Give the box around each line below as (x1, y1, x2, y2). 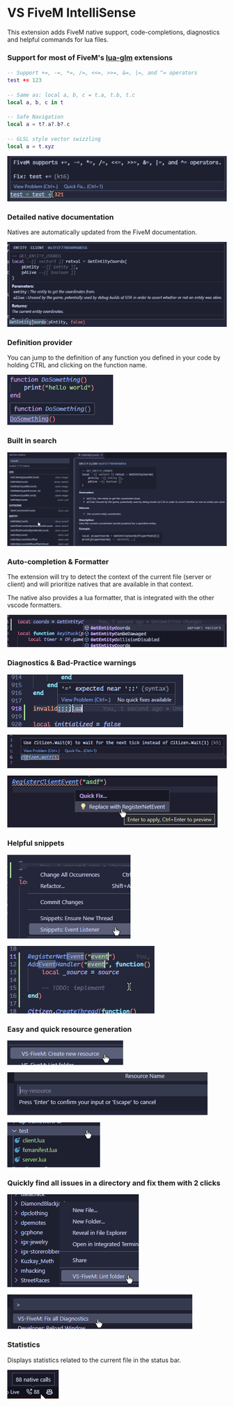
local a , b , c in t (7, 99, 64, 106)
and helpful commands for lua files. (7, 35, 109, 43)
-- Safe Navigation (7, 114, 64, 121)
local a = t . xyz (7, 143, 54, 150)
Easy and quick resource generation (7, 1024, 132, 1034)
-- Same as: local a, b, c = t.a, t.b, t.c (7, 91, 136, 98)
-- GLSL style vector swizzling (7, 136, 101, 143)
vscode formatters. (7, 601, 62, 609)
